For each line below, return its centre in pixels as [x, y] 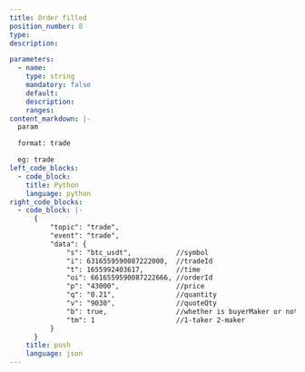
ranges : [40, 110]
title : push [48, 346]
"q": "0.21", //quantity [142, 295]
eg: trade [36, 160]
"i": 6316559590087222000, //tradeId [140, 261]
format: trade [44, 143]
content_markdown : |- [50, 119]
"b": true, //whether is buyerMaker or [174, 311]
